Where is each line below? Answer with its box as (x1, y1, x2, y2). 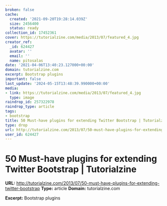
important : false (5, 76, 41, 81)
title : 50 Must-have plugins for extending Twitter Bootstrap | (5, 118, 141, 123)
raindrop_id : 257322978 (5, 100, 55, 105)
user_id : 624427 (5, 132, 39, 137)
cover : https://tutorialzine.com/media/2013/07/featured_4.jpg (5, 35, 139, 40)
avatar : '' (9, 49, 32, 54)
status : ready (9, 26, 39, 31)
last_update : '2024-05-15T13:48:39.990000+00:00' (5, 81, 110, 86)
